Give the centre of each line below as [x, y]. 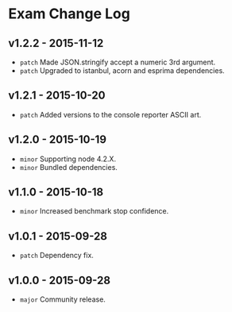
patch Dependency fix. [56, 256]
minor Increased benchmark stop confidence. [94, 211]
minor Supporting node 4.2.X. [68, 159]
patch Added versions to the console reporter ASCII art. [110, 114]
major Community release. [62, 299]
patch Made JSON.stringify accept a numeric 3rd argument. [118, 62]
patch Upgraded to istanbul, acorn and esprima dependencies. [122, 71]
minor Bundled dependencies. [68, 167]
